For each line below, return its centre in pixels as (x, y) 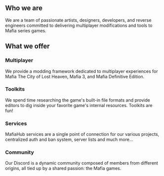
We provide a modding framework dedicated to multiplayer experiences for (82, 71)
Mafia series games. (26, 30)
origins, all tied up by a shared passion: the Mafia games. (63, 169)
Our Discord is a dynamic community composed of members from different (82, 163)
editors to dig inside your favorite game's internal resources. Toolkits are (79, 105)
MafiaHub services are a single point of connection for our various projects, (82, 134)
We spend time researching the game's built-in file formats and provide (78, 100)
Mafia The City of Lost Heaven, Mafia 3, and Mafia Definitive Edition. (75, 76)
